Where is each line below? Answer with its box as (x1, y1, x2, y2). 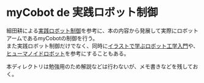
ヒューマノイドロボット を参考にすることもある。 (6, 49, 129, 57)
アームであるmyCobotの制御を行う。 (6, 34, 98, 41)
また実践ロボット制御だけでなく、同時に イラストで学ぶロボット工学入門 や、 (6, 42, 199, 49)
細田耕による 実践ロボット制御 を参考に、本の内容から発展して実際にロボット (6, 27, 199, 34)
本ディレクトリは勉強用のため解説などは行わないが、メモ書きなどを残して (6, 62, 193, 70)
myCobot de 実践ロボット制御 (6, 5, 158, 20)
